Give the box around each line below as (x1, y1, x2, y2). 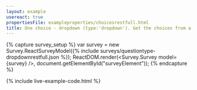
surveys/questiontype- (100, 48, 156, 55)
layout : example (6, 8, 46, 15)
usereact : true (6, 14, 44, 20)
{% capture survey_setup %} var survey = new (6, 41, 120, 48)
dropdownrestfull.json (6, 54, 60, 61)
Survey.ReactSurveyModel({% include (6, 48, 99, 55)
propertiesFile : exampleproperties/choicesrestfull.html (6, 19, 149, 25)
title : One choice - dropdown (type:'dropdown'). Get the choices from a (6, 25, 192, 31)
